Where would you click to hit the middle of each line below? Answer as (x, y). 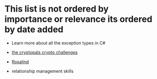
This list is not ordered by (57, 9)
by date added (34, 30)
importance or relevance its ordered (78, 19)
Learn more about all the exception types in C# (58, 43)
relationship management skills (42, 71)
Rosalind (20, 62)
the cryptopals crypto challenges (45, 52)
